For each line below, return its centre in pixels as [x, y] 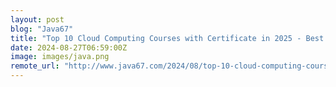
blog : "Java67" [42, 29]
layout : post [37, 19]
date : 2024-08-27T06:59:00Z [69, 47]
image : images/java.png [60, 57]
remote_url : [35, 66]
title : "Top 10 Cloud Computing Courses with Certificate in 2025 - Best [167, 38]
